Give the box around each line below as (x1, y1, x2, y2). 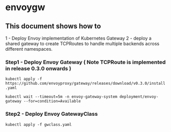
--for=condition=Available (23, 98, 81, 104)
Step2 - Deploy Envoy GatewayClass (5, 111, 98, 118)
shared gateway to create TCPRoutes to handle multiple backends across (5, 41, 160, 47)
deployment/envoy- (119, 94, 159, 100)
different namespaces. (5, 46, 53, 52)
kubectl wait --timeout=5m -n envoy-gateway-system (5, 94, 117, 100)
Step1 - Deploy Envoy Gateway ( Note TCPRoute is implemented (5, 58, 166, 65)
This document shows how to (5, 22, 101, 30)
